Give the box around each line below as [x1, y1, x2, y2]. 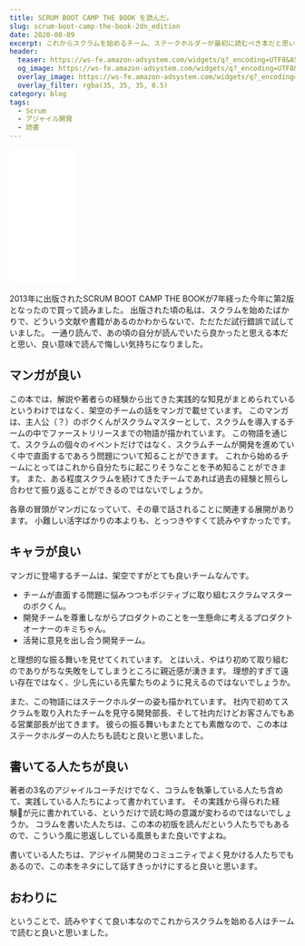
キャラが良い [9, 544, 82, 559]
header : [9, 47, 39, 56]
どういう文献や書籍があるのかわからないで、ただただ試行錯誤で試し [33, 316, 288, 327]
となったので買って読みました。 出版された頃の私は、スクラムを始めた [9, 305, 274, 315]
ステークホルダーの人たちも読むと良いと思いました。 [9, 730, 209, 741]
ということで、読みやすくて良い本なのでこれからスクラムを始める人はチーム [9, 916, 295, 927]
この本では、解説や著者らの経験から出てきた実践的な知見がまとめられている [9, 393, 296, 404]
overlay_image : [17, 73, 75, 82]
